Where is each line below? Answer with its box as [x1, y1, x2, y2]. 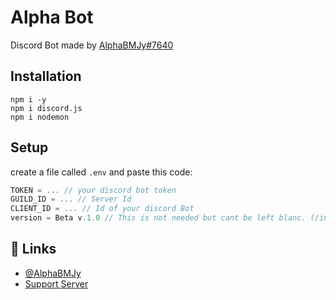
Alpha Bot [10, 6, 94, 29]
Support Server [24, 277, 89, 290]
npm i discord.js [10, 103, 83, 113]
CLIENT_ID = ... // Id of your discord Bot [10, 204, 195, 214]
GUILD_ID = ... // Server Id [10, 194, 132, 205]
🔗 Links [10, 241, 57, 258]
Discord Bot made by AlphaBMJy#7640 [10, 39, 174, 51]
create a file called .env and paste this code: [10, 166, 193, 178]
